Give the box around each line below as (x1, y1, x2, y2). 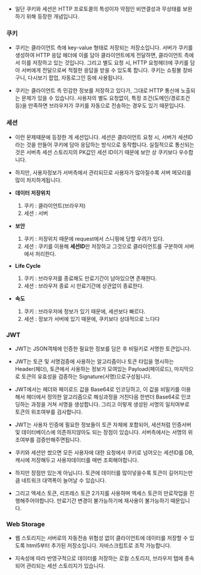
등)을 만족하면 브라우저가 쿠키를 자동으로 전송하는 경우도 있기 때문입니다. (14, 102, 185, 110)
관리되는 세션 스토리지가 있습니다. (26, 562, 105, 570)
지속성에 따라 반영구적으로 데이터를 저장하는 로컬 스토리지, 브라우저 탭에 (14, 555, 184, 562)
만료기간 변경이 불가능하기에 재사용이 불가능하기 (56, 497, 169, 504)
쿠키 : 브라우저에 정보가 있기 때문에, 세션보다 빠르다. (23, 308, 146, 315)
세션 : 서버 (23, 210, 49, 217)
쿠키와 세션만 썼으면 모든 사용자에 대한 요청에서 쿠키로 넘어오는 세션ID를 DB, (14, 449, 194, 456)
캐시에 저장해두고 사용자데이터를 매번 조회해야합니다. (14, 456, 139, 464)
